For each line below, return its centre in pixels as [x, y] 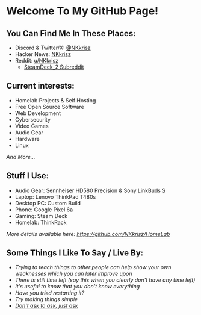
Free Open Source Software [49, 107]
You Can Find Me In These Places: [71, 33]
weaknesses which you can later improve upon [73, 274]
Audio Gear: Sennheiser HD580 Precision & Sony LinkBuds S [90, 190]
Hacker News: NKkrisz [43, 54]
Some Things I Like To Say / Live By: [75, 253]
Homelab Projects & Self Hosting [55, 100]
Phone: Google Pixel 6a [44, 210]
